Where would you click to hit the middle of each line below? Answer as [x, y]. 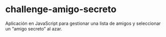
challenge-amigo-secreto [61, 9]
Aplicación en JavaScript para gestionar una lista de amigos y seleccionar [83, 23]
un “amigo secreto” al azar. [34, 28]
